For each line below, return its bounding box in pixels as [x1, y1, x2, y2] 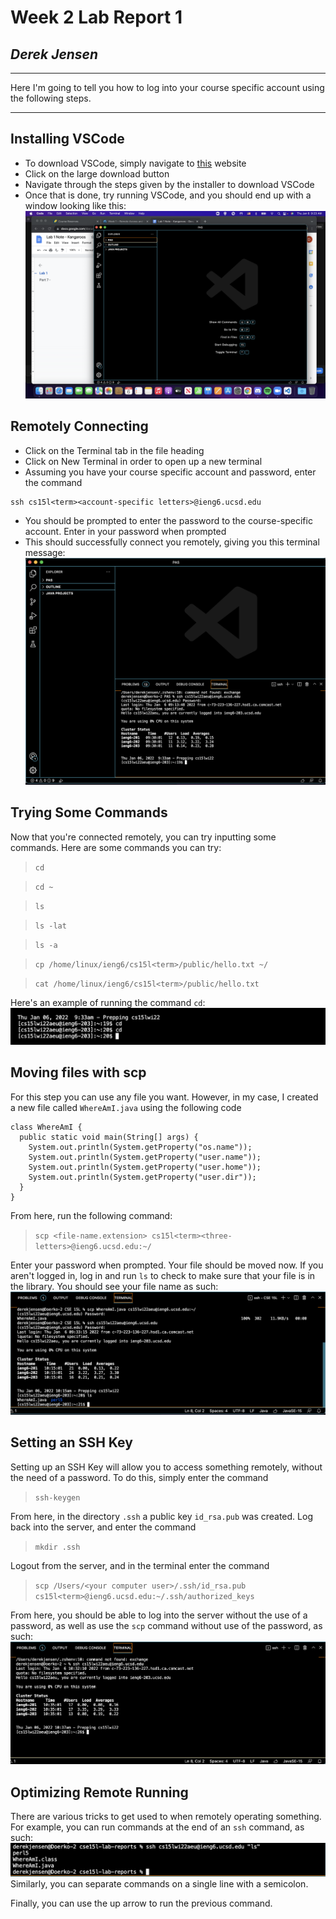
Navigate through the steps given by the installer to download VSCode [24, 178, 315, 190]
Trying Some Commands [10, 804, 168, 821]
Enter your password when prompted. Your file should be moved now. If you [10, 1259, 324, 1271]
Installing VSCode [10, 131, 125, 148]
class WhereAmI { [10, 1122, 83, 1132]
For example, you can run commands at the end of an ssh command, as [10, 1821, 305, 1833]
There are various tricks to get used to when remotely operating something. [10, 1810, 322, 1822]
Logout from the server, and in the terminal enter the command [10, 1559, 270, 1571]
